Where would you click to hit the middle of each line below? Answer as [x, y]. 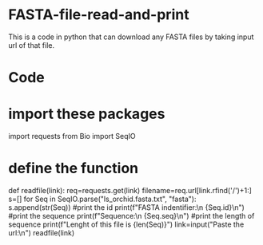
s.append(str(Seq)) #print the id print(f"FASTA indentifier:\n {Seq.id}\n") [127, 207]
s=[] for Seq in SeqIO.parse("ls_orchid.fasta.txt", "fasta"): [103, 199]
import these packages [87, 114]
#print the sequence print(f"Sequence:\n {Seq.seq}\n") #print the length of [131, 216]
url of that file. [32, 45]
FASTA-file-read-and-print [99, 15]
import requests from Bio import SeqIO [72, 136]
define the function [74, 168]
